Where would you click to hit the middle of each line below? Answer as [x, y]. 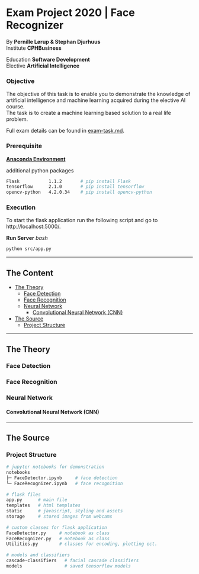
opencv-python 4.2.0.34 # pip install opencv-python [79, 193]
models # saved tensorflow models [69, 566]
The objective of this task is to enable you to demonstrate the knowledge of [98, 94]
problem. [17, 119]
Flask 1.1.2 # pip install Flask [69, 181]
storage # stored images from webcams [59, 517]
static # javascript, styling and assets [65, 511]
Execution [21, 207]
